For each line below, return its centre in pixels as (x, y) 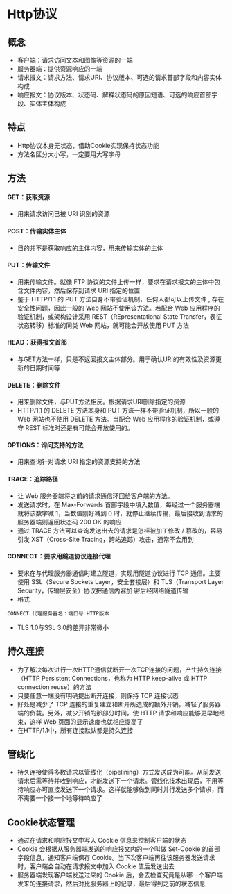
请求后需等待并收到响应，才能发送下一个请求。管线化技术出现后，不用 (117, 781)
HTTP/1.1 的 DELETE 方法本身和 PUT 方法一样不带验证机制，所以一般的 (118, 411)
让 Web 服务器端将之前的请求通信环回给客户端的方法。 (95, 496)
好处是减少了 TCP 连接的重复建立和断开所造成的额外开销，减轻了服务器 (119, 704)
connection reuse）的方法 (54, 687)
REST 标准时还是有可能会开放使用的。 (79, 428)
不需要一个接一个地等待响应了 (60, 798)
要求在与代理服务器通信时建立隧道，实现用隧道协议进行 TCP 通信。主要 (119, 573)
